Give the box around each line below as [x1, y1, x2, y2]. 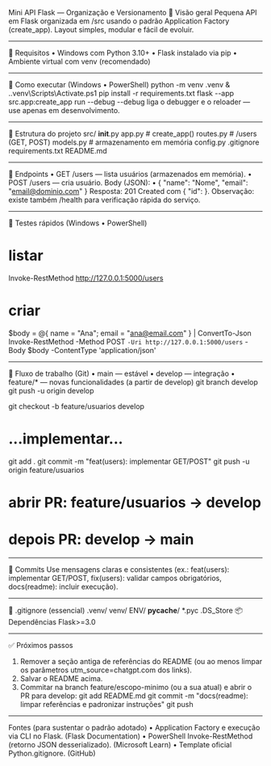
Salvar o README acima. [19, 673, 103, 683]
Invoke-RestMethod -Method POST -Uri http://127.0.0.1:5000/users [8, 336, 244, 347]
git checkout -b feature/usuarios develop [8, 401, 145, 411]
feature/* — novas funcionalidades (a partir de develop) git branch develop [8, 377, 258, 387]
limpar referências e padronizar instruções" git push [19, 699, 194, 709]
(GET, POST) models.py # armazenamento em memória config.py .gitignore [8, 137, 260, 147]
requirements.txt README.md [8, 146, 107, 155]
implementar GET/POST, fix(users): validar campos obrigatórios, [8, 573, 222, 583]
